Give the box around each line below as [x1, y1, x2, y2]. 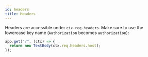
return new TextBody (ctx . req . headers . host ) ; [9, 44, 101, 48]
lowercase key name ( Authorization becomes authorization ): [5, 30, 130, 35]
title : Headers [5, 11, 36, 16]
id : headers [5, 7, 29, 12]
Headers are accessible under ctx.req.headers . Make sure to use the [5, 24, 144, 30]
